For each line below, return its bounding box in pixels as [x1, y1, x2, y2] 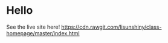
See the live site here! [6, 23, 60, 30]
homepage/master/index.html [6, 29, 80, 36]
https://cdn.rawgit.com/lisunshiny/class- [61, 23, 162, 30]
